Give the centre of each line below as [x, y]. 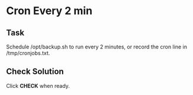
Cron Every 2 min [49, 11]
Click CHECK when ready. [38, 86]
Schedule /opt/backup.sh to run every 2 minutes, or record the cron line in [97, 47]
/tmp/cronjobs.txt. [28, 53]
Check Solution [35, 72]
